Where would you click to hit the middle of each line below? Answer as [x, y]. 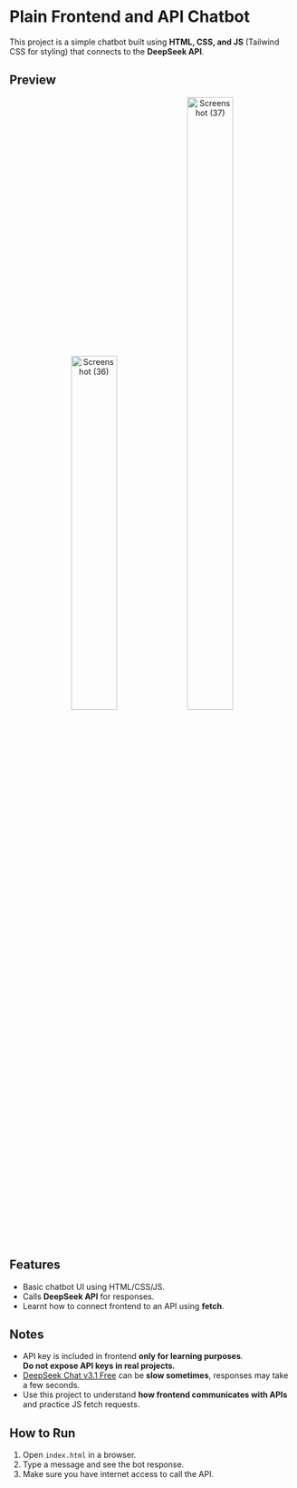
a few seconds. [51, 1385]
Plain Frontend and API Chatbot [130, 17]
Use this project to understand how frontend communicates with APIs [155, 1394]
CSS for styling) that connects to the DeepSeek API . [107, 51]
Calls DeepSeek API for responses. [88, 1296]
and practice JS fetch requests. [81, 1404]
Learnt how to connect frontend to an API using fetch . [123, 1306]
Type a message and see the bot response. [103, 1464]
